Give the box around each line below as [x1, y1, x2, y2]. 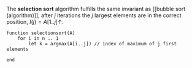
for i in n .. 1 [17, 36, 60, 42]
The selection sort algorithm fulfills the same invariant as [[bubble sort [6, 6, 186, 12]
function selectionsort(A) [6, 30, 75, 36]
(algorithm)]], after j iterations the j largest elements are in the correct [6, 12, 182, 19]
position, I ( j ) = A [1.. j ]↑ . [6, 18, 64, 25]
